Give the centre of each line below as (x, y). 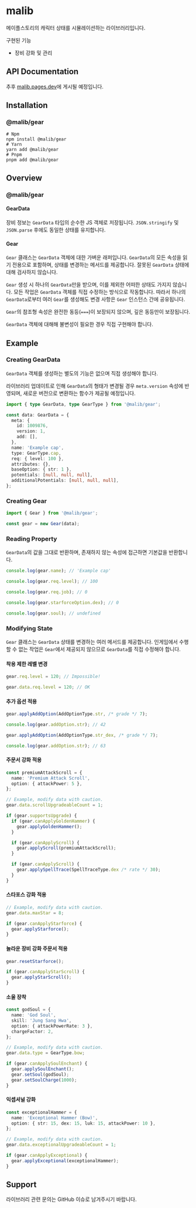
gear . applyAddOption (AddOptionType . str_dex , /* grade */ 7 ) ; (82, 735)
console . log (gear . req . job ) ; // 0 (47, 592)
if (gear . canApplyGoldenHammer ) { (53, 821)
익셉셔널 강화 (21, 1099)
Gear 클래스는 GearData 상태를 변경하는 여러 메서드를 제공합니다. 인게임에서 (92, 642)
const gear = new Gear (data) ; (43, 524)
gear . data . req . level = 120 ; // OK (48, 687)
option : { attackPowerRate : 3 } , (52, 1026)
